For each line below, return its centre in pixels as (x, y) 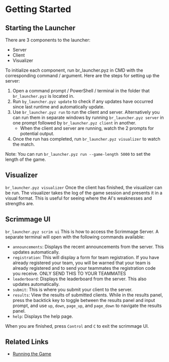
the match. (24, 144)
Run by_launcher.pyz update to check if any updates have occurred (83, 101)
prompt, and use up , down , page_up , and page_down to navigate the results (87, 306)
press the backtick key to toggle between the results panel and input (84, 300)
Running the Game (32, 354)
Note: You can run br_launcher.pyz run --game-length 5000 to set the (78, 154)
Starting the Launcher (40, 28)
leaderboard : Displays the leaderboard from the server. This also (79, 279)
